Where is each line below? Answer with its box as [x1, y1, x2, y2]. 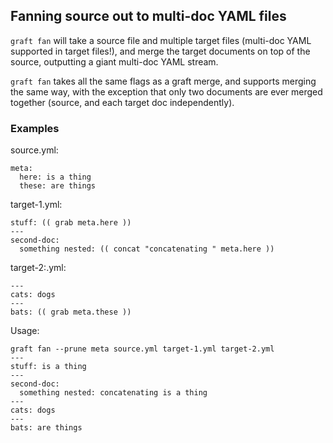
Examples [10, 121, 60, 135]
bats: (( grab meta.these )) [10, 307, 132, 318]
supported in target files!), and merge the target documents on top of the [10, 45, 311, 57]
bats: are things [10, 423, 83, 433]
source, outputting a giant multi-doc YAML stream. [10, 55, 219, 68]
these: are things [19, 181, 97, 191]
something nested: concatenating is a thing [19, 388, 208, 398]
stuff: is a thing [10, 362, 87, 372]
